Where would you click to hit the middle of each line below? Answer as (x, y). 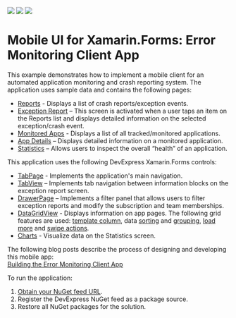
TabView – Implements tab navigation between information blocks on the (123, 183)
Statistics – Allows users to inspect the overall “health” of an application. (122, 148)
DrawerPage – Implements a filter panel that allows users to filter (111, 198)
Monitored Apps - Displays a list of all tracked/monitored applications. (119, 133)
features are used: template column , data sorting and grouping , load (117, 220)
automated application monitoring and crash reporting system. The (105, 82)
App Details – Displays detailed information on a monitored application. (120, 140)
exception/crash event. (51, 126)
